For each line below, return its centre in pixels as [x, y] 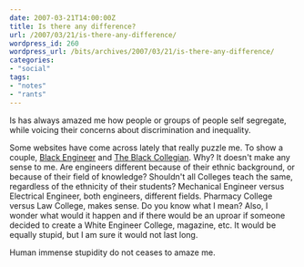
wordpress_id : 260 [44, 43]
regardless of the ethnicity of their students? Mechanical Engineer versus [147, 186]
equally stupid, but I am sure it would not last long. [104, 234]
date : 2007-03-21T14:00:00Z [63, 18]
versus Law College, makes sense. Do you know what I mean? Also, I [139, 205]
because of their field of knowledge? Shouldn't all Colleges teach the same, [151, 176]
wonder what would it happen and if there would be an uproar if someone [147, 215]
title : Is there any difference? [73, 26]
